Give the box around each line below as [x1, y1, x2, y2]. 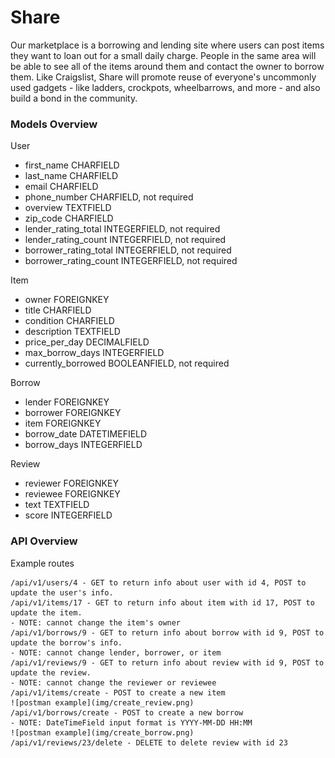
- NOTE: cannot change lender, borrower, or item [10, 647, 222, 658]
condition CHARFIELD [24, 315, 115, 327]
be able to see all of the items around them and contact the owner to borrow [10, 60, 325, 72]
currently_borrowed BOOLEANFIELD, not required [24, 357, 230, 370]
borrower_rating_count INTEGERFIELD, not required [24, 255, 238, 267]
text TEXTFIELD [24, 499, 90, 511]
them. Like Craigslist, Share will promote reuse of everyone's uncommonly [10, 71, 317, 83]
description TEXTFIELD [24, 326, 121, 338]
